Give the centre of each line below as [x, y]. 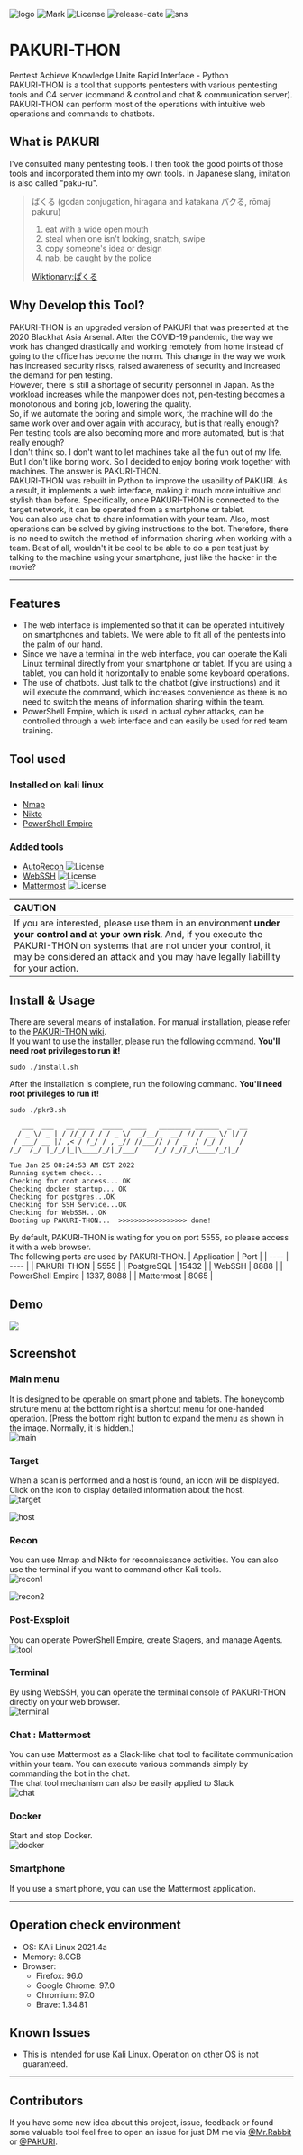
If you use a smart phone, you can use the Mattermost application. [133, 1888]
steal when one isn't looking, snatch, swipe [125, 238]
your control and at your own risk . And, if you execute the [138, 935]
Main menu [35, 1379]
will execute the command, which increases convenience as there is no [155, 692]
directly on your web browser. [65, 1701]
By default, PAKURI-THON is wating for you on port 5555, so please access [149, 1238]
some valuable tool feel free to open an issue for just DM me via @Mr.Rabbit [151, 2132]
